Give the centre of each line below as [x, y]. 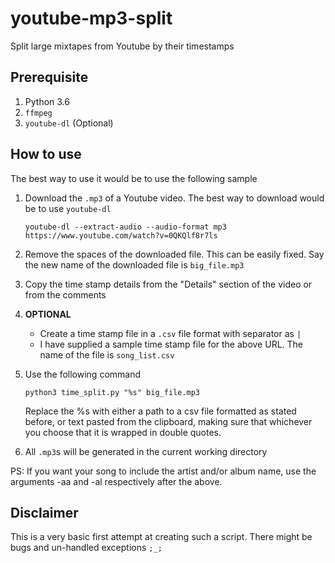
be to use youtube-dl [68, 208]
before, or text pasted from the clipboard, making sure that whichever [168, 421]
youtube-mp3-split [91, 18]
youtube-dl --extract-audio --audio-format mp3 [125, 227]
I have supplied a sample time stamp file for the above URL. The [171, 344]
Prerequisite [49, 77]
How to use [46, 154]
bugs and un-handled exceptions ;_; [86, 548]
